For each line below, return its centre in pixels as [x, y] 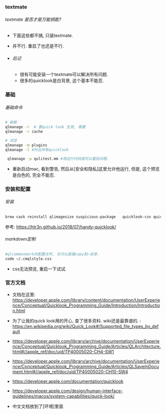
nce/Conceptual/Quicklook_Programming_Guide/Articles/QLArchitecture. [86, 346]
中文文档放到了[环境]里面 [38, 406]
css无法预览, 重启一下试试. [39, 269]
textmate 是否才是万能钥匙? [33, 19]
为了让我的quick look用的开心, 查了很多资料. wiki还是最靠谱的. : [77, 321]
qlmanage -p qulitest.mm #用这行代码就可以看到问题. [58, 159]
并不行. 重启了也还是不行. [38, 46]
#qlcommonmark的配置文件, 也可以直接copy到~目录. [52, 254]
